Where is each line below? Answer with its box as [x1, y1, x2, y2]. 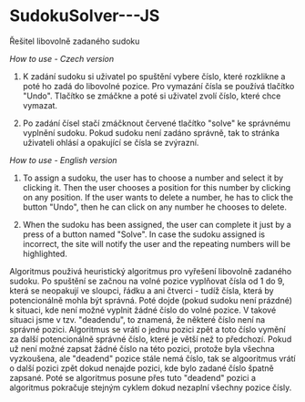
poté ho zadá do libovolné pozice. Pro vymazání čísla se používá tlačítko [22, 80, 295, 91]
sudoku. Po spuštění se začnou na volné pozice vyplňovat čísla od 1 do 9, [9, 275, 285, 286]
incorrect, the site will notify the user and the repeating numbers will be [22, 238, 291, 249]
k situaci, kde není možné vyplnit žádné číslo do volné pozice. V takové [9, 304, 277, 315]
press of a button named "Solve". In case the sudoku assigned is [22, 229, 266, 240]
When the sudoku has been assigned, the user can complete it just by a [22, 219, 291, 230]
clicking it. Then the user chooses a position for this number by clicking [22, 181, 291, 192]
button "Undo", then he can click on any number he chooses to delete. [22, 201, 287, 212]
